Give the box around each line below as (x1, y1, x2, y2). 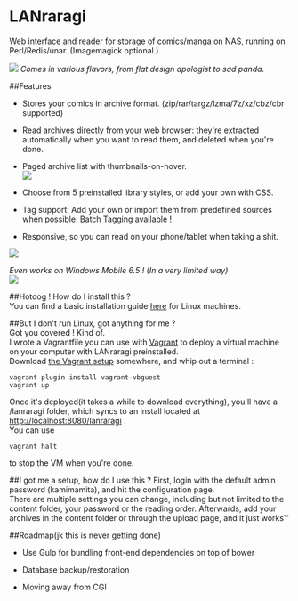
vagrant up (9, 380, 50, 389)
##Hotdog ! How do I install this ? (9, 291, 131, 302)
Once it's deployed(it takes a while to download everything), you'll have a (9, 396, 278, 407)
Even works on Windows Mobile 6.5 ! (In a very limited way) (9, 264, 229, 275)
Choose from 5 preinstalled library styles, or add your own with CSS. (21, 187, 274, 198)
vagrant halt (9, 442, 58, 451)
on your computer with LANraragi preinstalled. (9, 345, 180, 357)
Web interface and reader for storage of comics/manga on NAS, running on (9, 36, 286, 46)
